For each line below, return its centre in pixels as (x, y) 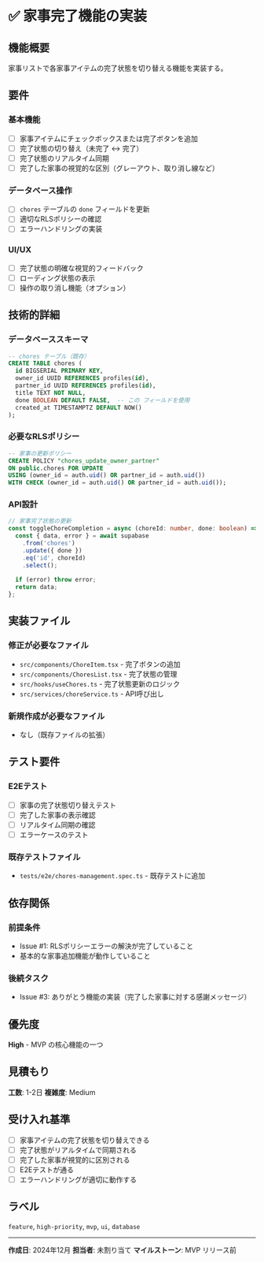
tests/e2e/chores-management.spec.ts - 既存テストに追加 (112, 876)
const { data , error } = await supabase (82, 536)
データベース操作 (40, 190)
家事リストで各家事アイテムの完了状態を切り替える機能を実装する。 (118, 68)
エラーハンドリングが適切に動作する (78, 1179)
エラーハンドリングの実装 (61, 229)
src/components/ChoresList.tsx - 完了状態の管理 (98, 674)
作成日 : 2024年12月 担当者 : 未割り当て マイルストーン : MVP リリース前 (123, 1249)
